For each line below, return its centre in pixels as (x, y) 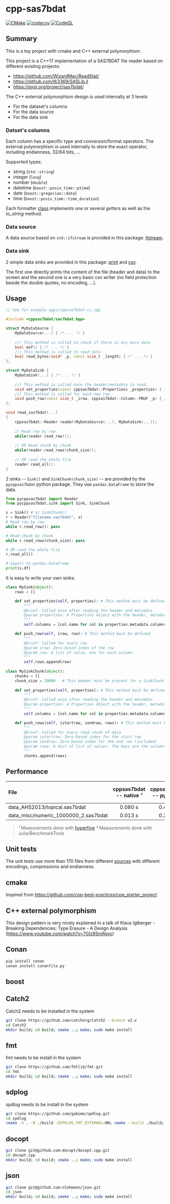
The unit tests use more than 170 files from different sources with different (83, 861)
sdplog (17, 1092)
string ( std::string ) (34, 172)
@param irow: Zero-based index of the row (69, 648)
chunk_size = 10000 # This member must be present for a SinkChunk (90, 681)
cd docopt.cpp (21, 1155)
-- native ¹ (129, 795)
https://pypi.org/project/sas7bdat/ (48, 87)
